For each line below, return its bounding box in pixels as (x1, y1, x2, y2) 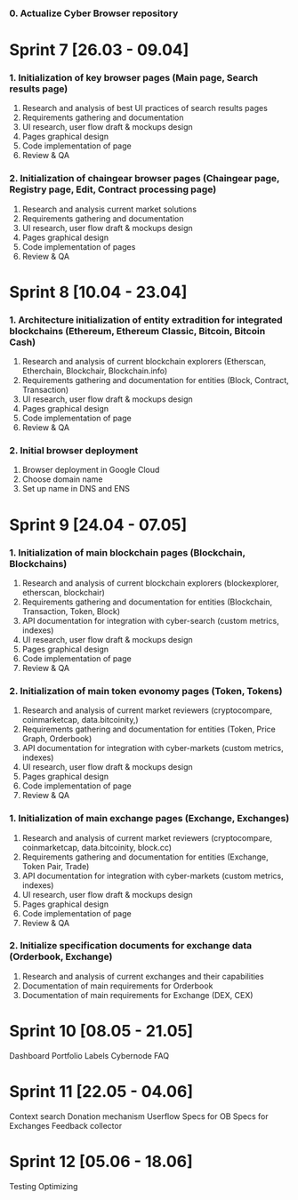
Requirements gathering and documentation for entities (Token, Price (21, 724, 276, 735)
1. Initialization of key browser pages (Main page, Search (9, 72, 259, 84)
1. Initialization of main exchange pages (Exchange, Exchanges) (9, 812, 290, 825)
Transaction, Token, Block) (21, 605, 121, 616)
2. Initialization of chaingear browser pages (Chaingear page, (9, 172, 280, 185)
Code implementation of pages (21, 241, 136, 252)
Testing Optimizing (9, 1180, 78, 1191)
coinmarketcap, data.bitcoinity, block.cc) (21, 842, 172, 852)
